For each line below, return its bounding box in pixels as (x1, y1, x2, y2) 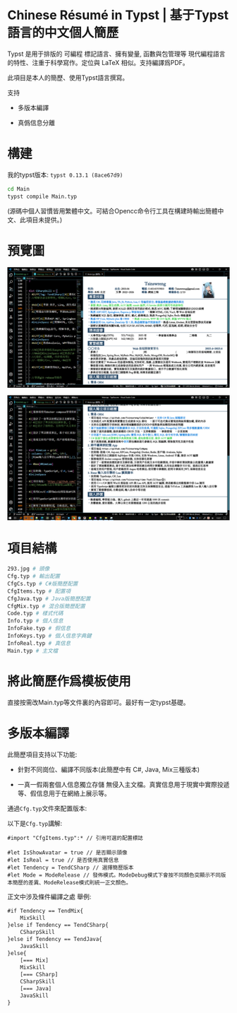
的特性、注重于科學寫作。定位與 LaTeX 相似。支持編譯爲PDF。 (7, 58, 189, 66)
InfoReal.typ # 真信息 (7, 639, 71, 647)
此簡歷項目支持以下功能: (7, 750, 78, 759)
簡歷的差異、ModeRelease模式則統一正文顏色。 (12, 879, 132, 886)
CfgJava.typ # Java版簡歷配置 (7, 595, 91, 602)
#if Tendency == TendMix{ (7, 907, 83, 914)
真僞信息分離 (17, 118, 55, 126)
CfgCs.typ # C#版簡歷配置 (7, 580, 78, 587)
